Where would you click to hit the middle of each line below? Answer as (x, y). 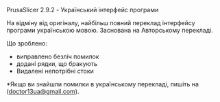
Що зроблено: (27, 43)
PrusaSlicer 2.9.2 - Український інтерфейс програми (83, 10)
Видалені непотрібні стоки (55, 71)
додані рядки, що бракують (57, 64)
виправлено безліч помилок (58, 56)
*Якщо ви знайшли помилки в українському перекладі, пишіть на (103, 84)
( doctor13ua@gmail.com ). (43, 91)
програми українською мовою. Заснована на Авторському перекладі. (110, 30)
